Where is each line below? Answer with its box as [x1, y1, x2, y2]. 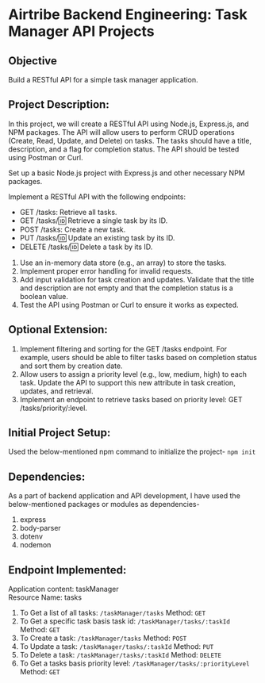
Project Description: [8, 98, 109, 112]
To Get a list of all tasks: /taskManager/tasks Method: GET [19, 608, 206, 618]
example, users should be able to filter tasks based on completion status [19, 352, 258, 362]
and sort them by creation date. [19, 361, 123, 370]
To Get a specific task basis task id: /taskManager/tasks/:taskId [19, 616, 230, 626]
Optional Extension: [8, 323, 109, 336]
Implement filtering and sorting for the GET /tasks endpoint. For [19, 343, 228, 354]
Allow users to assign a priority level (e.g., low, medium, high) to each [19, 369, 248, 378]
